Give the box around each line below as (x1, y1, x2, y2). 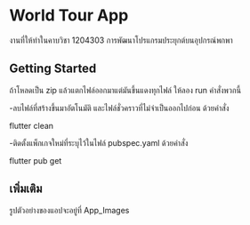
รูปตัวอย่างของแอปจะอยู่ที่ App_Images (9, 205, 130, 215)
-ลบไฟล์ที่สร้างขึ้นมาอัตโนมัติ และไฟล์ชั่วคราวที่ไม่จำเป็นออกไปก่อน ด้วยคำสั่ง (9, 102, 230, 113)
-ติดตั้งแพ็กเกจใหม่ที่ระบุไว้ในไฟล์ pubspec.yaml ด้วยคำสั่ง (9, 137, 189, 148)
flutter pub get (9, 155, 62, 165)
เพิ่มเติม (9, 181, 43, 197)
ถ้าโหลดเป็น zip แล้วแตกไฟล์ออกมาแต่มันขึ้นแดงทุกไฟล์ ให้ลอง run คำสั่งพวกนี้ (9, 84, 242, 95)
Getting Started (9, 61, 97, 76)
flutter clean (9, 120, 54, 131)
